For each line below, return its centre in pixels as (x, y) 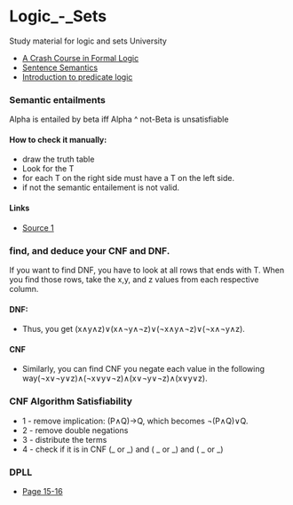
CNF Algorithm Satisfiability (71, 401)
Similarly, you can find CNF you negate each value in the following (143, 369)
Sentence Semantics (60, 67)
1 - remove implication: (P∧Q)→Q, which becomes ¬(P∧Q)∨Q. (135, 421)
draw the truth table (58, 159)
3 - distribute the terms (64, 439)
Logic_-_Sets (58, 16)
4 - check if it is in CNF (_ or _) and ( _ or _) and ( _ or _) (123, 449)
